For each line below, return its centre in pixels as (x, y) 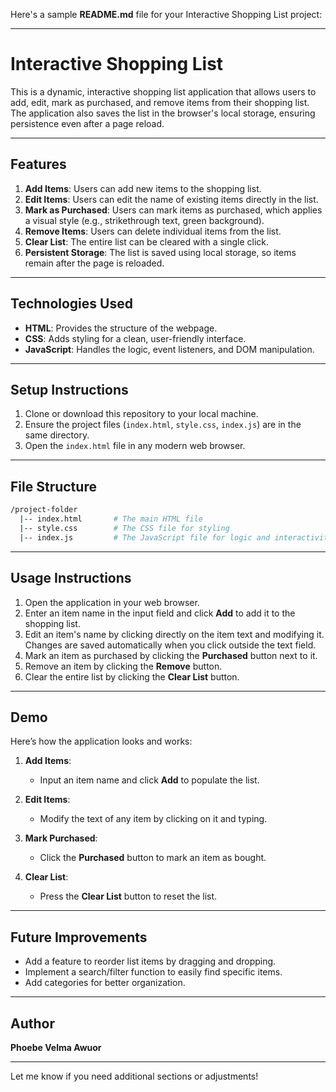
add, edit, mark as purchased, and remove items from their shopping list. (160, 102)
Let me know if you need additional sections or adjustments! (134, 1076)
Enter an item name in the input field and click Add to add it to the (160, 613)
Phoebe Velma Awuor (56, 1047)
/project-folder (44, 510)
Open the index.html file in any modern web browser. (135, 446)
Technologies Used (71, 304)
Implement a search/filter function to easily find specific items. (153, 972)
